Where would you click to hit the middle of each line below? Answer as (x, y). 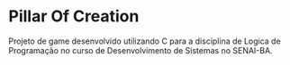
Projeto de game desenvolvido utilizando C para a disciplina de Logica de (145, 41)
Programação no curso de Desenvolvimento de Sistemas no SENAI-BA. (140, 50)
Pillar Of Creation (74, 16)
